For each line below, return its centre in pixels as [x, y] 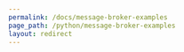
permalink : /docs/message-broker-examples [88, 17]
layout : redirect [40, 33]
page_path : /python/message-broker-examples [92, 26]
